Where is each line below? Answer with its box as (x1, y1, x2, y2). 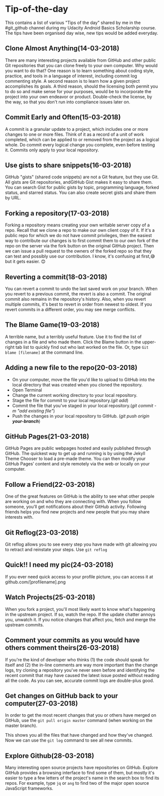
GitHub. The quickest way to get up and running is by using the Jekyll (5, 451, 145, 457)
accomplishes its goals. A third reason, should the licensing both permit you (5, 83, 158, 89)
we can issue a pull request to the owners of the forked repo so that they (5, 248, 152, 254)
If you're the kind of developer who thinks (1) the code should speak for (5, 656, 149, 662)
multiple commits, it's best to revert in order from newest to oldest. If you (5, 301, 152, 307)
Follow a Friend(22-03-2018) (5, 480, 95, 488)
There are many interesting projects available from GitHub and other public (5, 57, 156, 63)
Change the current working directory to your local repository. (12, 392, 138, 398)
